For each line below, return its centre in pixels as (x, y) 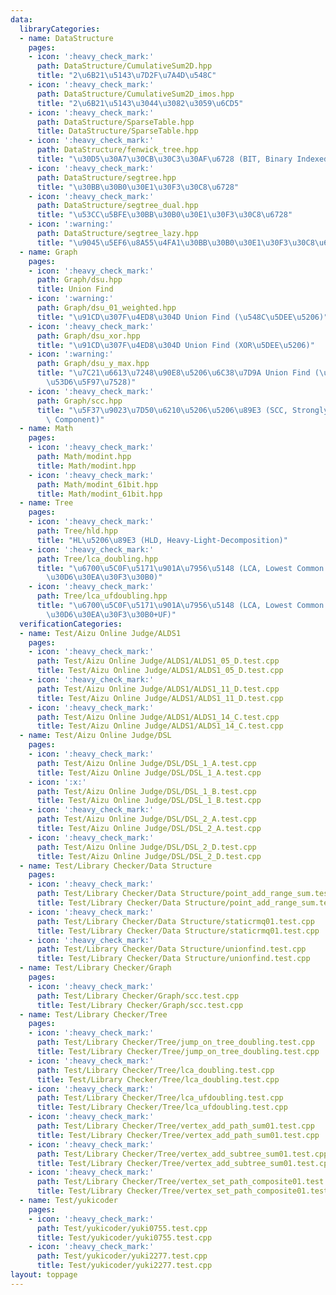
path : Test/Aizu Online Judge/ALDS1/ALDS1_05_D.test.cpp (158, 661)
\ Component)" (75, 419)
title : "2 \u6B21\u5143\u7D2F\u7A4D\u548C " (126, 76)
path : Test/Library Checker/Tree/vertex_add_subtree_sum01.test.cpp (182, 1154)
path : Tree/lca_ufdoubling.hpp (102, 596)
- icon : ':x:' (57, 782)
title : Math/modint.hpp (86, 466)
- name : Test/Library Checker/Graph (95, 968)
